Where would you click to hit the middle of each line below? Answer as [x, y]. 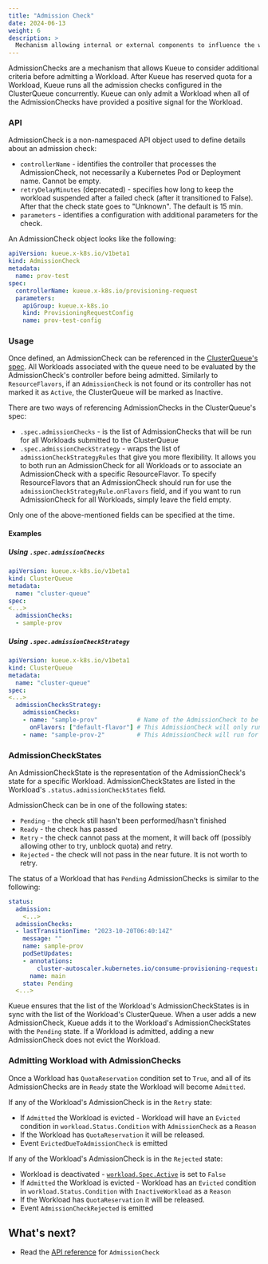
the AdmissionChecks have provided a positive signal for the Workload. [126, 102]
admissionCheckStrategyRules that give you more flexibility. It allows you [138, 457]
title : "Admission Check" [51, 16]
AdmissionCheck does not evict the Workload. [85, 1040]
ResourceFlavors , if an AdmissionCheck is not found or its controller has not [130, 384]
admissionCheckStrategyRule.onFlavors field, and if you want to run [130, 491]
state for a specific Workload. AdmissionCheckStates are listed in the [122, 781]
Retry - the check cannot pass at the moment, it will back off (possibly [135, 837]
